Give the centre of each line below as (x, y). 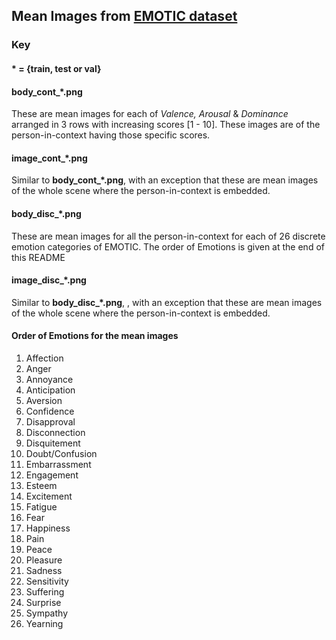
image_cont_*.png (49, 158)
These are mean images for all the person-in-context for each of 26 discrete (168, 236)
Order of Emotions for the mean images (95, 336)
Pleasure (44, 560)
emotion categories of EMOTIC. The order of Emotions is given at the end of (168, 246)
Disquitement (53, 443)
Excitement (49, 496)
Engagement (52, 475)
